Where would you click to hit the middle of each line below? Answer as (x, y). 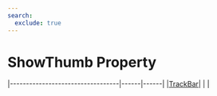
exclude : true (38, 23)
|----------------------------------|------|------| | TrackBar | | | (108, 84)
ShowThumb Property (82, 62)
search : (20, 15)
